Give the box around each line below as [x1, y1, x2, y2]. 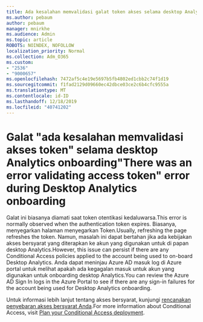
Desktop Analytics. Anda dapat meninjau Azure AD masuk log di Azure [6, 259, 182, 266]
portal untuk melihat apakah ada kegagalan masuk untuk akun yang [6, 265, 175, 273]
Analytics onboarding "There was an [6, 156, 192, 169]
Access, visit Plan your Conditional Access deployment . [6, 309, 145, 317]
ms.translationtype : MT [6, 87, 66, 93]
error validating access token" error [6, 168, 190, 182]
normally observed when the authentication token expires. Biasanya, [6, 221, 177, 228]
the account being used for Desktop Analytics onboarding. [6, 285, 152, 292]
